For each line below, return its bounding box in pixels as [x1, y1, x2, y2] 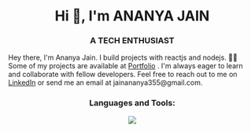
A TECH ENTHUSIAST [90, 35, 175, 46]
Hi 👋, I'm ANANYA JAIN [54, 7, 210, 25]
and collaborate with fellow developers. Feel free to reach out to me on [8, 70, 238, 79]
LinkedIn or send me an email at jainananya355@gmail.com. [8, 78, 203, 87]
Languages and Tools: [89, 97, 175, 108]
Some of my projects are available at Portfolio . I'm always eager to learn [8, 61, 244, 71]
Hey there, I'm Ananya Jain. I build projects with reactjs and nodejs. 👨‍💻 [8, 53, 238, 62]
